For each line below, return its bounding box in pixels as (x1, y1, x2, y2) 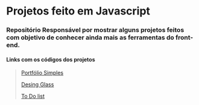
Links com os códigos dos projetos (6, 56, 95, 63)
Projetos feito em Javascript (6, 4, 151, 18)
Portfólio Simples (21, 69, 64, 77)
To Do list (21, 92, 45, 100)
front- (175, 33, 194, 42)
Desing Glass (21, 81, 54, 88)
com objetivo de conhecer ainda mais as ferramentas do (6, 33, 175, 42)
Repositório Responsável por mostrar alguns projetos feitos (6, 26, 185, 34)
